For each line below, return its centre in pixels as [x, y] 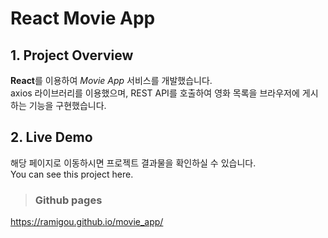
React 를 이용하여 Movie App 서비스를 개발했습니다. [111, 80]
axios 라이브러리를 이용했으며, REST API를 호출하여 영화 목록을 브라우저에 [155, 93]
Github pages [68, 200]
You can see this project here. [72, 174]
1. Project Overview [72, 55]
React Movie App [83, 18]
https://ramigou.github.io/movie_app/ [87, 222]
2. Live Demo [51, 137]
